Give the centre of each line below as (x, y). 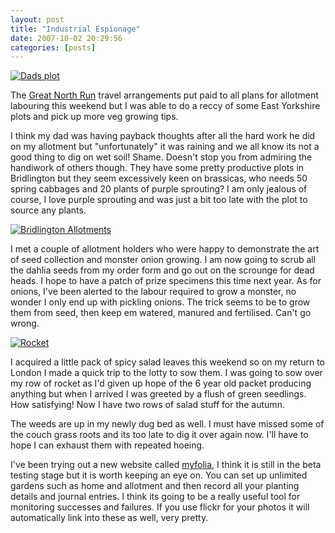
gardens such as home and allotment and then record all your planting (155, 486)
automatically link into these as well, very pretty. (109, 518)
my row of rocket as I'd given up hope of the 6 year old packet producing (161, 383)
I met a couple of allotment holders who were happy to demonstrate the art (165, 249)
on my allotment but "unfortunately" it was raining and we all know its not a (165, 147)
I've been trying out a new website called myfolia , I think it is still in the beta (166, 465)
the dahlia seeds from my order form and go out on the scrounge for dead (162, 270)
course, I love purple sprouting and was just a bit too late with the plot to (159, 200)
